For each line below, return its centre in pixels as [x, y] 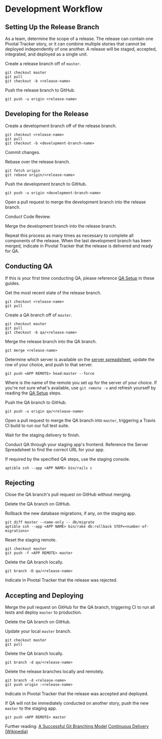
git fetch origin [23, 171]
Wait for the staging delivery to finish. [43, 435]
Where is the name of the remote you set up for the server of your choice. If [81, 382]
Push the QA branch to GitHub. [36, 402]
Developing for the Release [47, 114]
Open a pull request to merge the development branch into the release [75, 202]
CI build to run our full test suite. [37, 426]
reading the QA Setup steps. [33, 393]
